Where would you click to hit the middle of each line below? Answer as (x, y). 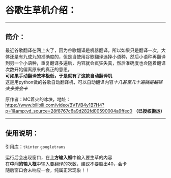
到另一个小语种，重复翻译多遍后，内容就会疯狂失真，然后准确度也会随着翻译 (85, 63)
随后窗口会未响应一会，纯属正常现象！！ (48, 170)
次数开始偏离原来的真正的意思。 (39, 69)
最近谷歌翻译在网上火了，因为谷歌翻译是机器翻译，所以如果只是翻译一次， (83, 50)
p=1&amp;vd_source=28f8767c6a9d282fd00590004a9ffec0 (69, 111)
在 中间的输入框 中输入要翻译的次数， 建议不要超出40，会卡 (66, 164)
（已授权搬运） (149, 111)
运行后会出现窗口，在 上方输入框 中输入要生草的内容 (59, 157)
